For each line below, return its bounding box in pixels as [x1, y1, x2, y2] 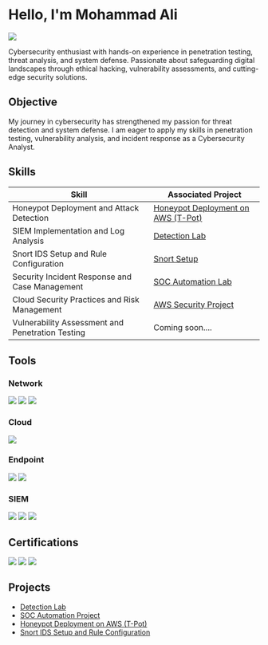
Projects [8, 580, 51, 595]
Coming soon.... [153, 321, 213, 332]
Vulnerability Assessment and [12, 317, 124, 328]
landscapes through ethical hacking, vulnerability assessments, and [8, 64, 231, 73]
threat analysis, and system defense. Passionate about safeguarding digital [8, 55, 255, 65]
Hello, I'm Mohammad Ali [8, 6, 178, 24]
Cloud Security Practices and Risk [12, 293, 140, 305]
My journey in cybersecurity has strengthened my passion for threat [8, 116, 233, 126]
